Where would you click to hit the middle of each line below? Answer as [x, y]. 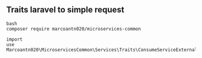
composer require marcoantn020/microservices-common [74, 29]
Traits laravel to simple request [65, 10]
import [14, 39]
